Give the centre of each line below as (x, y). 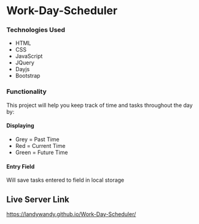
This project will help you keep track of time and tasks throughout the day (99, 105)
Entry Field (21, 166)
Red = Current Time (40, 145)
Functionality (27, 91)
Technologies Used (36, 30)
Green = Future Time (41, 152)
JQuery (25, 63)
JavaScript (29, 56)
